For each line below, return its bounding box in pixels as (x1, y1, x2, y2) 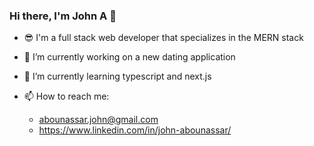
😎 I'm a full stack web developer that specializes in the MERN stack (23, 32, 304, 44)
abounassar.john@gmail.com (38, 114, 159, 126)
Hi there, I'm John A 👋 (9, 9, 117, 23)
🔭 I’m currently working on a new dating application (23, 51, 236, 63)
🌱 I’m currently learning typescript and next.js (23, 70, 212, 83)
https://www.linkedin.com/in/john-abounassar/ (38, 124, 232, 136)
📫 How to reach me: (23, 90, 110, 103)
